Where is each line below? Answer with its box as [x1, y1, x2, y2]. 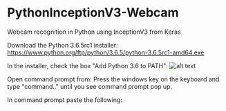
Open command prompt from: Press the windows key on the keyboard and [7, 74, 220, 83]
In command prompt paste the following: [7, 95, 123, 104]
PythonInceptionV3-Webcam [7, 5, 179, 21]
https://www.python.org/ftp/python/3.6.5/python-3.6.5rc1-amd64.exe [7, 48, 205, 57]
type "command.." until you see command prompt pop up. [7, 82, 173, 90]
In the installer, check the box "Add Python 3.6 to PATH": [7, 61, 168, 70]
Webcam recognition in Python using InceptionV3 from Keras [7, 28, 181, 36]
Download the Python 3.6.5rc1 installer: [7, 41, 119, 49]
